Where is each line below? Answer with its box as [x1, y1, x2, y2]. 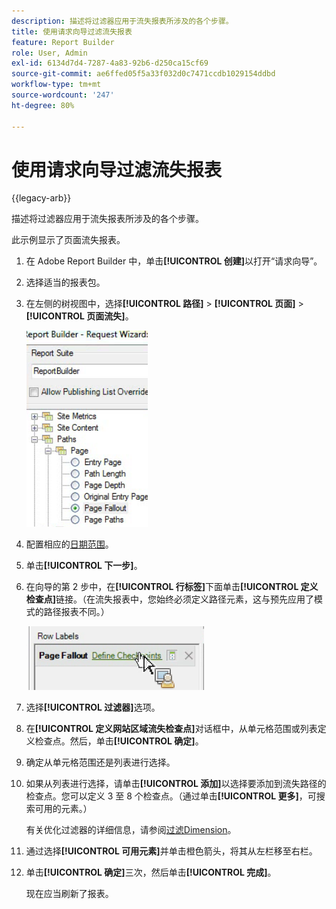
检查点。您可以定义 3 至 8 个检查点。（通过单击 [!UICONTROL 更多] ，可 [25, 790, 317, 802]
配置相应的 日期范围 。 [25, 538, 114, 550]
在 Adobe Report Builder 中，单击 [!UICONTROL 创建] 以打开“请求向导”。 [25, 255, 323, 267]
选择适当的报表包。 [25, 276, 106, 289]
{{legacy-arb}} [11, 192, 72, 204]
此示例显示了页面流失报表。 [11, 234, 126, 246]
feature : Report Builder [11, 37, 115, 47]
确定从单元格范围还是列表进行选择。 [25, 756, 176, 769]
